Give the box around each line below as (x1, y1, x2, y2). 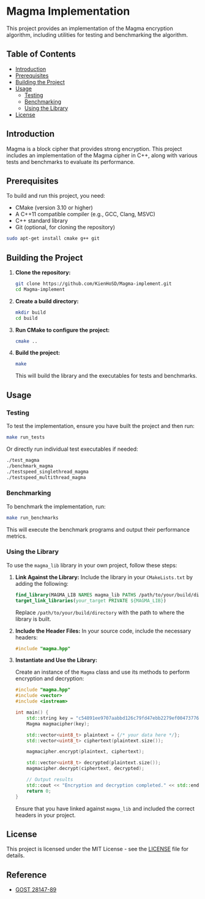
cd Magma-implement (15, 286, 65, 292)
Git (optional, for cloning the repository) (15, 224, 115, 231)
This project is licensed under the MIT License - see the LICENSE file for (6, 846, 188, 853)
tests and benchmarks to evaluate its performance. (6, 158, 135, 165)
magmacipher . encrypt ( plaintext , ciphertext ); (26, 749, 145, 755)
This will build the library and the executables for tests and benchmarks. (15, 372, 198, 379)
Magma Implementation (6, 4, 130, 18)
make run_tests (6, 434, 45, 440)
